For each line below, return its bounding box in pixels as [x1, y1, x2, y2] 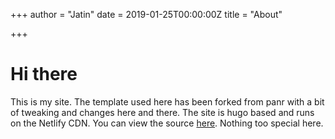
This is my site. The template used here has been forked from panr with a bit [10, 95, 325, 108]
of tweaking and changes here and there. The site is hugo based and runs [10, 106, 315, 118]
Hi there [10, 63, 78, 86]
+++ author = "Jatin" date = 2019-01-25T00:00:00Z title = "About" [10, 9, 283, 20]
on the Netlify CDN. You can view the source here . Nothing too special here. [10, 117, 324, 129]
